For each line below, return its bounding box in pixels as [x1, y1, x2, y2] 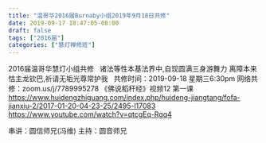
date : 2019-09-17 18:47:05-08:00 [8, 19, 119, 27]
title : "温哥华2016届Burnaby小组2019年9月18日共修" [8, 11, 170, 20]
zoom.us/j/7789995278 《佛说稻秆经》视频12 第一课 [22, 84, 194, 94]
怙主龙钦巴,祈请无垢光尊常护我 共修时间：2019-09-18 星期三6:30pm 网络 [8, 74, 252, 83]
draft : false [8, 26, 52, 34]
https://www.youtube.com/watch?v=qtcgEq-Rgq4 [8, 110, 173, 119]
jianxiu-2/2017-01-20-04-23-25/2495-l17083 [8, 101, 156, 111]
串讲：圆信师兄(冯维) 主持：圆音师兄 [8, 126, 127, 136]
